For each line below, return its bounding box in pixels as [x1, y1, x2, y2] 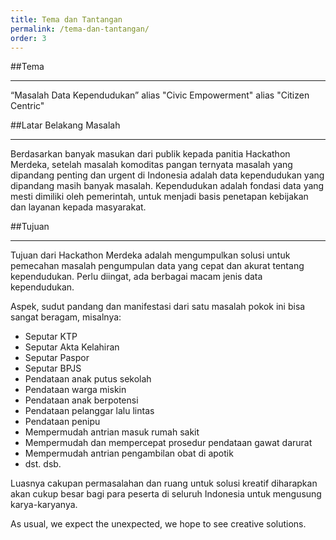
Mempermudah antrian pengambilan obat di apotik [24, 447, 234, 460]
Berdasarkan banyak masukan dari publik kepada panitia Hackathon [10, 148, 291, 160]
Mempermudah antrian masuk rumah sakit [24, 426, 200, 438]
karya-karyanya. [10, 499, 78, 511]
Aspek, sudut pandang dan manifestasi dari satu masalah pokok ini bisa [10, 301, 306, 313]
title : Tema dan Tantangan [10, 14, 123, 25]
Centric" [10, 100, 45, 112]
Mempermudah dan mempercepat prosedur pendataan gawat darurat [24, 437, 313, 449]
